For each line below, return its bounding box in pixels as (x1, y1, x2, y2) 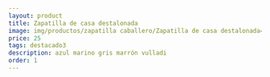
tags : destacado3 (8, 42, 67, 50)
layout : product (8, 11, 63, 20)
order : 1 (8, 57, 38, 65)
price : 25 (8, 34, 42, 43)
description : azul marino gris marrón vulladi (8, 49, 167, 57)
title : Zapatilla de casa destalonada (8, 19, 138, 27)
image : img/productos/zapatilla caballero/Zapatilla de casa (8, 26, 218, 34)
